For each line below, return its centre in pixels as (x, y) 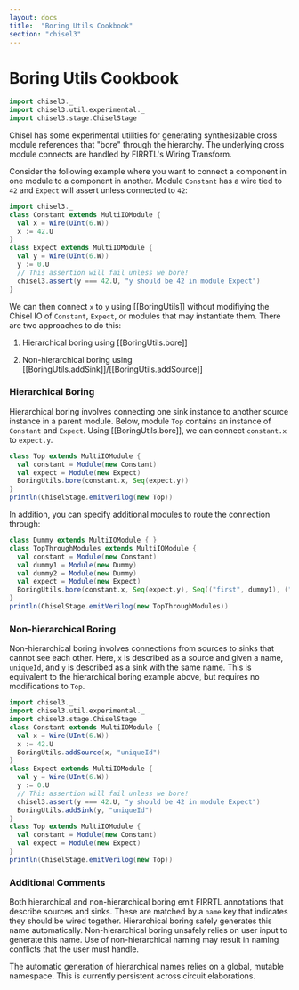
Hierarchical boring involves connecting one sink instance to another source (149, 411)
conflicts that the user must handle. (74, 949)
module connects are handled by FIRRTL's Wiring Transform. (121, 154)
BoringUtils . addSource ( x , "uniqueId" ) (89, 753)
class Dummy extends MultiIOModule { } (83, 540)
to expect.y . (31, 439)
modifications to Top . (47, 687)
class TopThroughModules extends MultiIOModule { (103, 548)
